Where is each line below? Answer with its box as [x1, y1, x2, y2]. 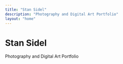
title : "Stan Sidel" [5, 7, 47, 12]
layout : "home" [5, 16, 36, 21]
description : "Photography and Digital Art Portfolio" [5, 12, 119, 17]
